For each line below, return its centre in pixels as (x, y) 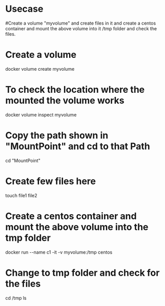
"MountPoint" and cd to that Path (78, 146)
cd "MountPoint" (23, 160)
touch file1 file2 (21, 195)
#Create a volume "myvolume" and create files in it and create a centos (81, 23)
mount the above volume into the (77, 227)
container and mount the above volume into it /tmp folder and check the (81, 28)
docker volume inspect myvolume (41, 115)
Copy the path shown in (57, 135)
